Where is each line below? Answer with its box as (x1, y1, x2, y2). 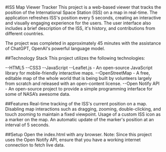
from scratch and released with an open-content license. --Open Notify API (5, 80, 160, 86)
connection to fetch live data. (5, 142, 65, 148)
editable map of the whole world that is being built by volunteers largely (5, 76, 152, 81)
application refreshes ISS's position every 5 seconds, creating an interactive (5, 15, 162, 20)
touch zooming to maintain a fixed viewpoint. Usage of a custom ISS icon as (5, 111, 161, 117)
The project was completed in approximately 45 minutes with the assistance (5, 40, 162, 46)
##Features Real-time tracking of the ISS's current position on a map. (5, 101, 148, 106)
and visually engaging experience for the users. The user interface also (5, 20, 152, 26)
